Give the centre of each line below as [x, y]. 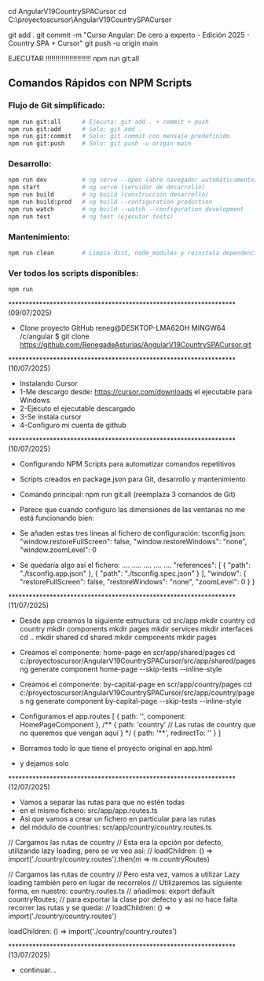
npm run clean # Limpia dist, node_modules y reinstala [114, 253]
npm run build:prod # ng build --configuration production [110, 202]
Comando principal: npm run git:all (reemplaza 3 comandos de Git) [127, 495]
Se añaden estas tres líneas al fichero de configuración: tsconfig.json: [132, 533]
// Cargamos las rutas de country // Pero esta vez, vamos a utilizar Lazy [124, 874]
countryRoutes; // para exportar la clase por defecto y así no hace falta [123, 899]
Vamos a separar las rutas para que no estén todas [102, 802]
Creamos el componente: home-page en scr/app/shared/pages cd [127, 653]
